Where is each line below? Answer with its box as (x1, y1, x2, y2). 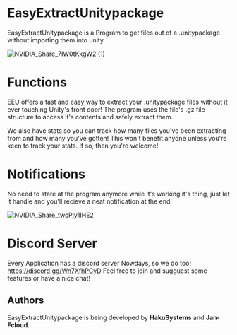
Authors (7, 295, 44, 307)
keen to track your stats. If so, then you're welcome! (7, 141, 159, 150)
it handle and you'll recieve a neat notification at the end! (7, 196, 173, 206)
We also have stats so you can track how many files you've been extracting (7, 126, 226, 135)
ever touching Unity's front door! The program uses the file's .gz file (7, 105, 206, 114)
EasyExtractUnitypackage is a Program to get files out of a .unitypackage (7, 28, 221, 37)
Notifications (7, 166, 86, 182)
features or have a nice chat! (7, 274, 90, 282)
